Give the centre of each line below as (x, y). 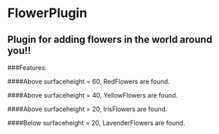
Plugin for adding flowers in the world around (110, 40)
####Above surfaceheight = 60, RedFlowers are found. (88, 81)
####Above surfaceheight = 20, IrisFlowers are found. (87, 109)
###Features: (27, 68)
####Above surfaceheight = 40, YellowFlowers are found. (93, 95)
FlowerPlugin (47, 13)
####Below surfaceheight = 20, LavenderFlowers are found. (96, 123)
